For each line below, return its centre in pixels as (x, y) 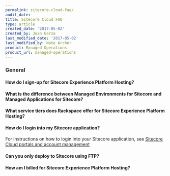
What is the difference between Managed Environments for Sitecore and (83, 94)
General (15, 70)
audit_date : (18, 15)
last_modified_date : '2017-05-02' (42, 39)
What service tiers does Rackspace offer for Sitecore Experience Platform (85, 111)
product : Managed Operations (36, 48)
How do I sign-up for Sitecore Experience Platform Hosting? (70, 82)
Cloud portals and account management (48, 145)
